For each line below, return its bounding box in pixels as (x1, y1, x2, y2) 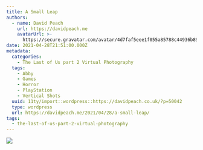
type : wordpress (11, 104, 53, 110)
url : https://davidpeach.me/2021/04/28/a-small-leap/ (11, 110, 150, 116)
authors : (6, 14, 28, 20)
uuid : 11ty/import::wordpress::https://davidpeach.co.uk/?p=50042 (11, 98, 182, 104)
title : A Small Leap (6, 8, 59, 15)
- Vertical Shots (17, 93, 61, 99)
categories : (11, 54, 42, 60)
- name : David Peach (11, 20, 63, 26)
